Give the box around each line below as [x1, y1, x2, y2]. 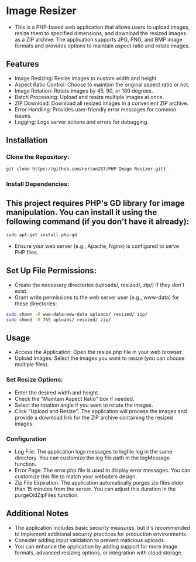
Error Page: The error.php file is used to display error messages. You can [14, 466, 191, 474]
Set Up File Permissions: [6, 265, 97, 276]
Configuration [6, 435, 47, 443]
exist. [14, 287, 28, 294]
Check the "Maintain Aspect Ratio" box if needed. [14, 395, 135, 402]
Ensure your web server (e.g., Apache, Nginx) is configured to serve [14, 242, 180, 250]
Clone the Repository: [6, 153, 70, 161]
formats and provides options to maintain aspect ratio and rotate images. [14, 42, 190, 49]
